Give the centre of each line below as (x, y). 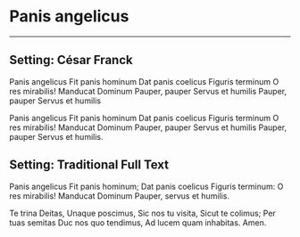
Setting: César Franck (71, 60)
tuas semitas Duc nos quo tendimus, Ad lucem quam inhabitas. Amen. (138, 222)
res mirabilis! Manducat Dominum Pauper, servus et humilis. (120, 196)
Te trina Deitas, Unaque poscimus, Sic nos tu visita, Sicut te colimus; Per (143, 213)
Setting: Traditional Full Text (89, 165)
